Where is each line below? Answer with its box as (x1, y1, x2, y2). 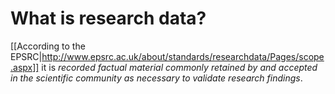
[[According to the (10, 40, 86, 52)
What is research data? (10, 7, 207, 30)
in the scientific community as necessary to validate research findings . (10, 72, 303, 84)
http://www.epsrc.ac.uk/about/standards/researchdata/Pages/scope (41, 50, 325, 62)
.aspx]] (10, 61, 40, 73)
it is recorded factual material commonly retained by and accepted (41, 61, 318, 73)
